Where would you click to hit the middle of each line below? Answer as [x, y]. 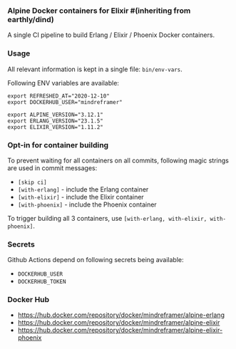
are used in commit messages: [52, 168]
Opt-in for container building [58, 145]
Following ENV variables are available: [63, 83]
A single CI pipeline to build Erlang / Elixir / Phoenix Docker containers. [111, 35]
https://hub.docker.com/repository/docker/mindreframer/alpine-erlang [121, 315]
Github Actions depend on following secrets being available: [96, 260]
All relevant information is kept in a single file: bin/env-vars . [95, 69]
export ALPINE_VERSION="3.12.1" [55, 115]
